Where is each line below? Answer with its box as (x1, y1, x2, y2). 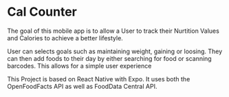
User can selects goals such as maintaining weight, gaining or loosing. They (7, 47, 223, 55)
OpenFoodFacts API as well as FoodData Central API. (7, 82, 157, 90)
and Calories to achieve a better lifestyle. (7, 33, 124, 42)
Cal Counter (7, 4, 77, 20)
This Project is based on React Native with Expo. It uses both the (7, 74, 190, 83)
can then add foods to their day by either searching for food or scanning (7, 54, 212, 62)
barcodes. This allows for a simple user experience (7, 61, 152, 70)
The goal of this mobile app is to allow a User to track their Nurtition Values (7, 27, 220, 35)
